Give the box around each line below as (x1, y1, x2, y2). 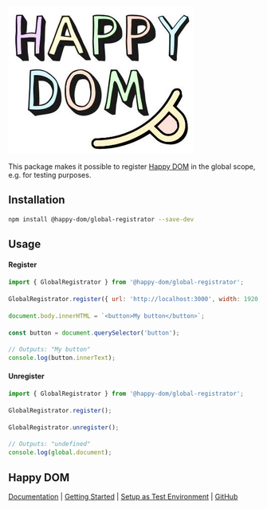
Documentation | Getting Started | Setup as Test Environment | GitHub (8, 492, 238, 502)
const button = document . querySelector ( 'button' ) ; (8, 329, 180, 337)
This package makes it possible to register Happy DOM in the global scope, (8, 162, 256, 171)
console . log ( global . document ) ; (8, 448, 112, 456)
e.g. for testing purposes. (8, 170, 92, 179)
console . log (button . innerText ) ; (8, 354, 116, 362)
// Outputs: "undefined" (8, 440, 91, 448)
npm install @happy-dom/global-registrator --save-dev (8, 215, 194, 223)
